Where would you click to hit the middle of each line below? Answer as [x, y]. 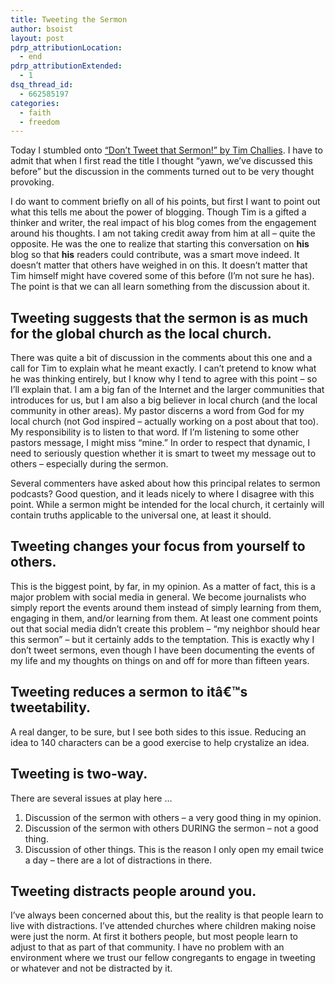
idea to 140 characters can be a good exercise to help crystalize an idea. [160, 742]
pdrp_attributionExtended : [66, 66]
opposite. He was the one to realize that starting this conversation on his [160, 244]
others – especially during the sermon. [89, 464]
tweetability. [50, 707]
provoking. [32, 182]
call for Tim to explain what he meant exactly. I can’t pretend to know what [163, 368]
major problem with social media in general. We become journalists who [158, 597]
